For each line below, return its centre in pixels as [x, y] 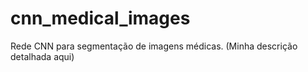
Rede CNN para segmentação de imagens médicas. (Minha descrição [154, 46]
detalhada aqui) [42, 56]
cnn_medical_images [100, 18]
